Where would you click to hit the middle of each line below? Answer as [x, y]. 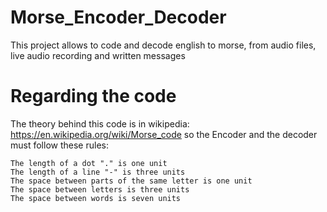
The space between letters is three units [100, 189]
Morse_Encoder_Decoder [118, 17]
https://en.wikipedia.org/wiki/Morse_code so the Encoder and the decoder [164, 134]
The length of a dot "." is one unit [89, 163]
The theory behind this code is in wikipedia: [100, 123]
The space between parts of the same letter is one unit [131, 181]
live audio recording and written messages [98, 55]
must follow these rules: [59, 145]
